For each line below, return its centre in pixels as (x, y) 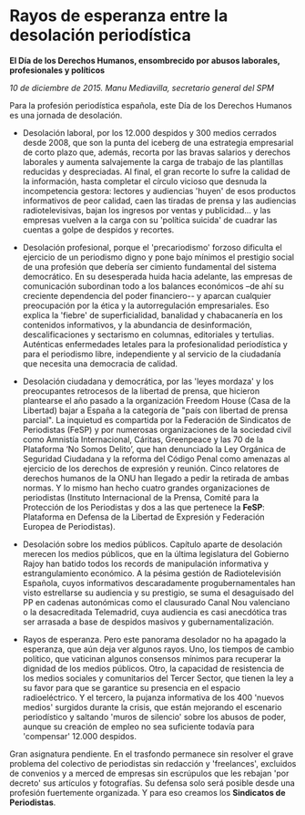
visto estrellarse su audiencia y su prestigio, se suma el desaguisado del (158, 593)
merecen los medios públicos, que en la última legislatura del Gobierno (156, 553)
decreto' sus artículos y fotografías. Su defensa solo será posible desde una (152, 783)
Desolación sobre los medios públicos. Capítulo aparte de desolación (152, 544)
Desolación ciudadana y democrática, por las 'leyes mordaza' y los (148, 381)
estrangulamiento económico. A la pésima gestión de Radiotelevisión (152, 573)
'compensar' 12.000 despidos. (79, 736)
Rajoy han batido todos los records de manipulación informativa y (145, 563)
